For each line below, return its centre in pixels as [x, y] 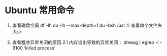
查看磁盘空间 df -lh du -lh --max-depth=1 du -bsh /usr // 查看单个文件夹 [87, 25]
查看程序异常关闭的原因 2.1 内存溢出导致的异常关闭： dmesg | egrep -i [85, 42]
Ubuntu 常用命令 [40, 10]
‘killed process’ [40, 48]
